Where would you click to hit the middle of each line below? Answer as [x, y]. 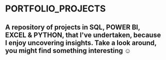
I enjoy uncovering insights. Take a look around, [81, 43]
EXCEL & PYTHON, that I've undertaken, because [83, 35]
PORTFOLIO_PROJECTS [56, 9]
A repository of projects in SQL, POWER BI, [73, 27]
